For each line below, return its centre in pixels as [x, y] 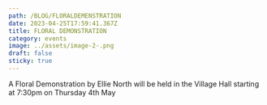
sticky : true [30, 61]
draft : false [30, 53]
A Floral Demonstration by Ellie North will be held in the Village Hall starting [134, 84]
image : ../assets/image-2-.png [61, 46]
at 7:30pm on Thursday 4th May [62, 92]
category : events [38, 38]
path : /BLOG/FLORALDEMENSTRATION [65, 16]
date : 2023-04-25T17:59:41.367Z [63, 23]
